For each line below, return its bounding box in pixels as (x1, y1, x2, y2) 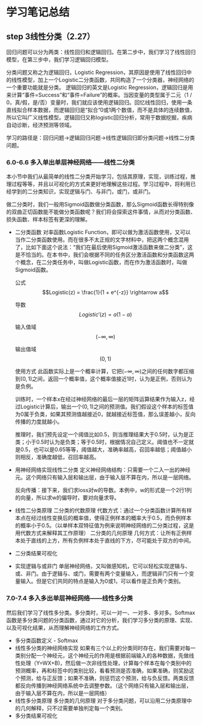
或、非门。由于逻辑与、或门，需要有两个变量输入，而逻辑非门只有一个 (14, 570, 189, 578)
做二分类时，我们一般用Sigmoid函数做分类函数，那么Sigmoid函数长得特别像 (6, 201, 194, 208)
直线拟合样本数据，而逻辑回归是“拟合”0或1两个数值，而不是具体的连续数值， (6, 106, 195, 113)
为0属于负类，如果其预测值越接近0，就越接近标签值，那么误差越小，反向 (14, 410, 196, 418)
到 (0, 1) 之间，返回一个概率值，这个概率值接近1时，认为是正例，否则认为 (14, 375, 192, 383)
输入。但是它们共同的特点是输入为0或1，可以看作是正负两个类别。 (20, 578, 185, 585)
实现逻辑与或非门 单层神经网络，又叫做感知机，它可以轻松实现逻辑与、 (14, 563, 191, 570)
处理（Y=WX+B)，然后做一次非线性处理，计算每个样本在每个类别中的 (20, 659, 192, 667)
